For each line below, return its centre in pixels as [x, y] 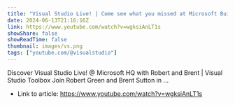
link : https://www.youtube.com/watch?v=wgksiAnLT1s [84, 27]
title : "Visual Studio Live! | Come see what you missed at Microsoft [112, 14]
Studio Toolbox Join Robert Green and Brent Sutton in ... [88, 80]
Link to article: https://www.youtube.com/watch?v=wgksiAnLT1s [110, 93]
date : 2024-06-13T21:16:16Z [48, 20]
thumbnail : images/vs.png [45, 46]
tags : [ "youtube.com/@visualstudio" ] [62, 53]
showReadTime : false [37, 40]
